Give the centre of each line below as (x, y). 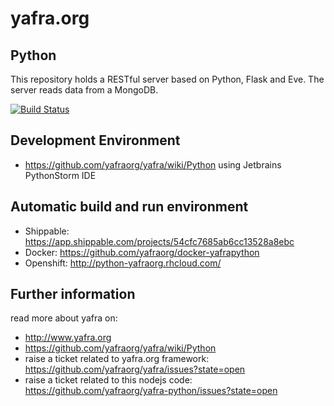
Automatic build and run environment (129, 207)
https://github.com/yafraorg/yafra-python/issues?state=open (151, 391)
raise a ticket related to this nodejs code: (108, 380)
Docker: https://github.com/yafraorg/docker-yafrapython (142, 252)
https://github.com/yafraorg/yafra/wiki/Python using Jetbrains (153, 164)
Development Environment (95, 140)
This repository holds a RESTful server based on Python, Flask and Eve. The (167, 79)
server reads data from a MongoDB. (84, 90)
